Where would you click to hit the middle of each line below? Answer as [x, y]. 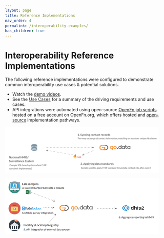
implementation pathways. [54, 120]
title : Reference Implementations [40, 15]
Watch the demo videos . [37, 94]
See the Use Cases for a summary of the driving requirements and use [83, 99]
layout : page [18, 10]
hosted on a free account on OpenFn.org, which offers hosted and [79, 115]
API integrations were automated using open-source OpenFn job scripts [84, 110]
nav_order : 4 [18, 20]
